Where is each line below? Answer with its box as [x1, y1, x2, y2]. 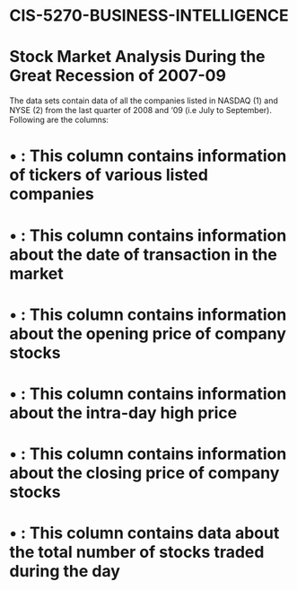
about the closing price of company [9, 463, 280, 483]
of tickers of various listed [9, 165, 209, 185]
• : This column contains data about [9, 523, 280, 543]
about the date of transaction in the [9, 244, 278, 265]
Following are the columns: [9, 114, 109, 126]
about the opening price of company [9, 323, 287, 344]
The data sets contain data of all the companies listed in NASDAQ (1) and [9, 95, 278, 106]
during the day [9, 561, 121, 582]
